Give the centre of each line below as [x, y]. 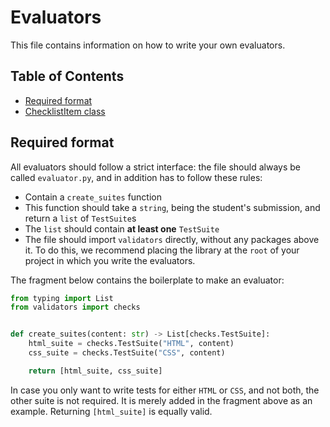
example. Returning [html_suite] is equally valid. [111, 411]
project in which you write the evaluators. [110, 260]
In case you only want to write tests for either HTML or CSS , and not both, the [165, 390]
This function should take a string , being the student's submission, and [172, 207]
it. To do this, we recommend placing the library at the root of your [162, 250]
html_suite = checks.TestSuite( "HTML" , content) [131, 344]
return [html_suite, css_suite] [95, 371]
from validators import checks [75, 307]
